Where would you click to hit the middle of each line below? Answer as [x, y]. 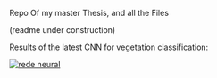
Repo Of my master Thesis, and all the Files [89, 13]
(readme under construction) [63, 30]
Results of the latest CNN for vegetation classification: [109, 47]
